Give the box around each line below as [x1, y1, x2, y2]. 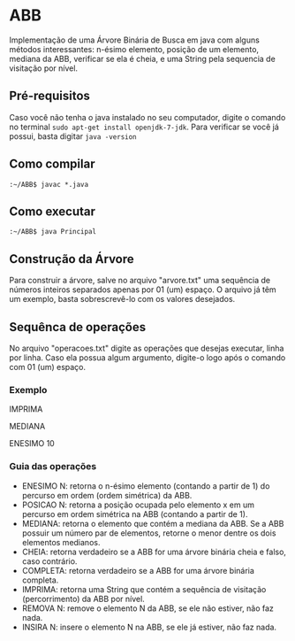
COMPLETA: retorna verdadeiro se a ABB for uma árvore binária [21, 565, 254, 575]
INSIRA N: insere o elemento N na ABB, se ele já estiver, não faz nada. [21, 622, 276, 632]
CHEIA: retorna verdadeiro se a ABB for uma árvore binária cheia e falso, [21, 546, 287, 557]
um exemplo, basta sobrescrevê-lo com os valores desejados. [9, 294, 236, 305]
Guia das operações [9, 460, 97, 473]
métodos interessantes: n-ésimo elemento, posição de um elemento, [9, 43, 259, 54]
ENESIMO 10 [9, 438, 55, 449]
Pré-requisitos [9, 89, 91, 104]
